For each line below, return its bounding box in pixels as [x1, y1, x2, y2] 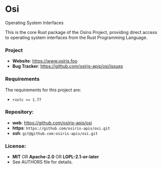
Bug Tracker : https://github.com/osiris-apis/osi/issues [12, 63, 123, 69]
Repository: [5, 108, 34, 115]
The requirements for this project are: [5, 87, 81, 93]
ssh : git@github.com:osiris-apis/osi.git [12, 130, 98, 136]
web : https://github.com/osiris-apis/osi [12, 120, 92, 126]
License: [5, 142, 26, 149]
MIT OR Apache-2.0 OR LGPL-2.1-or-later [12, 154, 99, 160]
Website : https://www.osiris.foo [12, 58, 78, 64]
